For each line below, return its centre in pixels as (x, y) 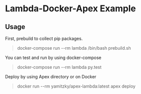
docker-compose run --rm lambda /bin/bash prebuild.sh (74, 48)
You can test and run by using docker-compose (53, 58)
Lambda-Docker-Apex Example (70, 9)
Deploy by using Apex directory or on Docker (51, 77)
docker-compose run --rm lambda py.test (59, 67)
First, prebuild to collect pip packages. (44, 38)
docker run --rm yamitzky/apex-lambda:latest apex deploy (76, 86)
